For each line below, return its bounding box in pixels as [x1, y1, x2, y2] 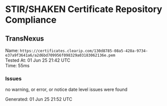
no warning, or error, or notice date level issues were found [5, 86, 128, 92]
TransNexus [5, 34, 44, 43]
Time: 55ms [5, 63, 30, 68]
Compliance [5, 14, 57, 26]
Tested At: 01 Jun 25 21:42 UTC [5, 57, 71, 63]
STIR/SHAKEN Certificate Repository [5, 4, 162, 15]
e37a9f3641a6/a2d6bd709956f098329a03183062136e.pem [5, 53, 115, 58]
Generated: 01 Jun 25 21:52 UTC [5, 96, 73, 102]
